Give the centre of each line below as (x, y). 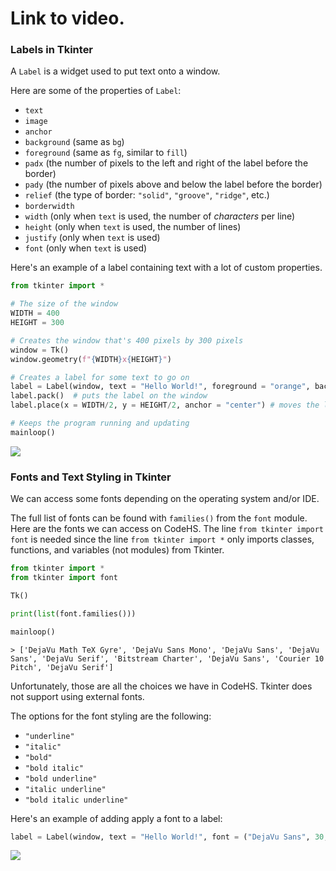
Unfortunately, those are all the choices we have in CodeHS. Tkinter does (161, 686)
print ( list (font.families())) (73, 613)
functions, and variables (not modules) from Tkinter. (117, 550)
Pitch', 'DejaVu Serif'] (62, 667)
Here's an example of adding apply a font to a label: (116, 818)
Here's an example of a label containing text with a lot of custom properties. (166, 268)
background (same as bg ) (74, 142)
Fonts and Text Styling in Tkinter (91, 477)
